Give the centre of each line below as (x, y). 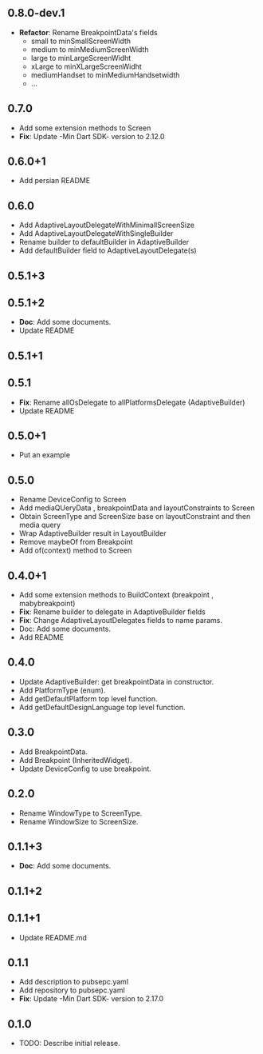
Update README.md (53, 937)
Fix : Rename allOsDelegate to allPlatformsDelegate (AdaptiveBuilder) (132, 402)
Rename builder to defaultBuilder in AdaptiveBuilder (104, 242)
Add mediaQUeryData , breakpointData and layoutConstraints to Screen (137, 508)
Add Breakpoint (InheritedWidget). (75, 760)
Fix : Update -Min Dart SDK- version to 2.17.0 (91, 999)
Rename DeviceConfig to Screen (73, 500)
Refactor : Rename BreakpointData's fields (88, 32)
